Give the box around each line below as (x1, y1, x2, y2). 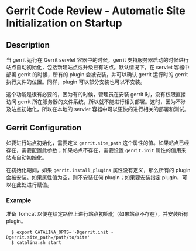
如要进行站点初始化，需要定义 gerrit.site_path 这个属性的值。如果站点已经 (6, 139, 190, 146)
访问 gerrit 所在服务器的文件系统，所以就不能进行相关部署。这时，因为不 (6, 98, 181, 105)
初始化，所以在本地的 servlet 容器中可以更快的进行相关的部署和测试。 (21, 106, 190, 112)
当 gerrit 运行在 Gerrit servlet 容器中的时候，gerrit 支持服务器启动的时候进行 (6, 56, 189, 63)
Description (6, 40, 50, 50)
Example (6, 196, 32, 204)
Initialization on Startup (6, 16, 123, 30)
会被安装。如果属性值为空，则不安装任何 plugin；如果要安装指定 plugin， (6, 173, 183, 180)
